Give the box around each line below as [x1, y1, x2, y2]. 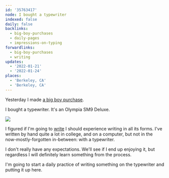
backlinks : [5, 26, 28, 31]
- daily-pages [10, 36, 39, 41]
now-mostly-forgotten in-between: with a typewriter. [5, 136, 115, 142]
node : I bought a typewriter [5, 12, 67, 17]
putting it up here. [5, 166, 43, 172]
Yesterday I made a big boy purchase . [5, 97, 85, 103]
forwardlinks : [5, 45, 35, 50]
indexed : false [5, 17, 37, 22]
